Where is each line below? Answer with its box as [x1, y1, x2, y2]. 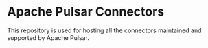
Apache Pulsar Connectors [7, 4, 165, 20]
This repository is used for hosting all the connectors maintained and [7, 26, 202, 34]
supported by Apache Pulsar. [7, 33, 89, 41]
